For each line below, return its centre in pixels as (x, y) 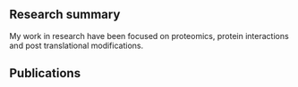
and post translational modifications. (77, 45)
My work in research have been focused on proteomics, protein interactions (149, 36)
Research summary (65, 15)
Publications (45, 73)
